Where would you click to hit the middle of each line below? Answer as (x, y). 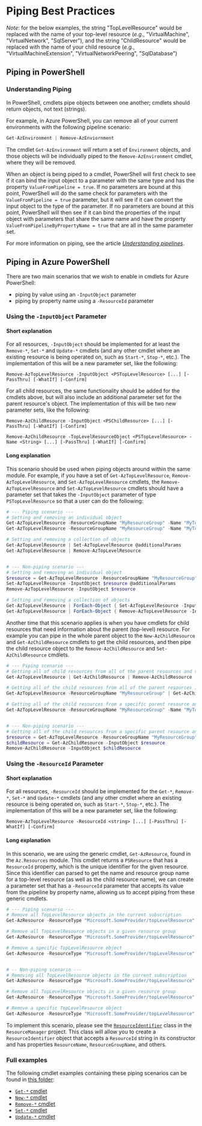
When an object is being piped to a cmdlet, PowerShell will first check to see (101, 174)
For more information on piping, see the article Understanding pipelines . (96, 243)
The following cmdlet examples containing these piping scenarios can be (97, 1073)
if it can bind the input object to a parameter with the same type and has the (100, 180)
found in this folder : (31, 1080)
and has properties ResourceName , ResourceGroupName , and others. (87, 1044)
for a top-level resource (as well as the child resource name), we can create (100, 879)
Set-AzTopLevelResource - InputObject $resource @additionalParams (91, 584)
